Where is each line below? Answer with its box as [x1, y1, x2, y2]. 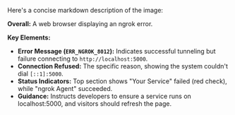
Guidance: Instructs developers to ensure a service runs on [17, 92, 192, 100]
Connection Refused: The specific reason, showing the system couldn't [17, 62, 228, 70]
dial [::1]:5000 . [17, 70, 64, 78]
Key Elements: [7, 33, 51, 42]
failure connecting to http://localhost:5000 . [17, 54, 148, 63]
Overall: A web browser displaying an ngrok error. [7, 20, 153, 28]
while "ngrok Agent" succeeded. [17, 85, 113, 92]
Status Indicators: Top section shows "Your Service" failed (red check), [17, 77, 227, 85]
